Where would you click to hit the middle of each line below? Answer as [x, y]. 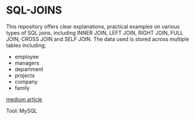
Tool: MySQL [22, 111]
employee [27, 56]
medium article [24, 99]
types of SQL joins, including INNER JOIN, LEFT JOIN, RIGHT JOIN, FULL [95, 32]
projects [25, 75]
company [26, 81]
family [22, 88]
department [29, 69]
